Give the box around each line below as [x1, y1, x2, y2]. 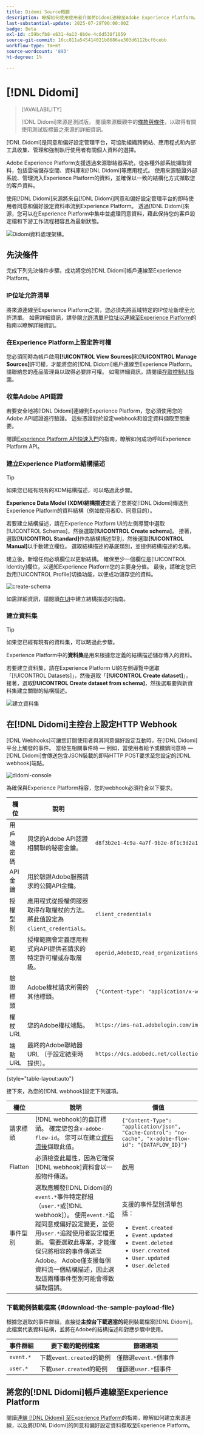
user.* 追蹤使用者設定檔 [41, 1229, 109, 1237]
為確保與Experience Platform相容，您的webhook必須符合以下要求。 [6, 784, 176, 791]
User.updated [132, 1254, 170, 1261]
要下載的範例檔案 [50, 1342, 100, 1350]
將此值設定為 [27, 914, 64, 923]
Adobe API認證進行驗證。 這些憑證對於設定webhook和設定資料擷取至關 [6, 415, 185, 422]
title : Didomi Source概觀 [6, 8, 70, 15]
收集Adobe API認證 [6, 392, 63, 400]
